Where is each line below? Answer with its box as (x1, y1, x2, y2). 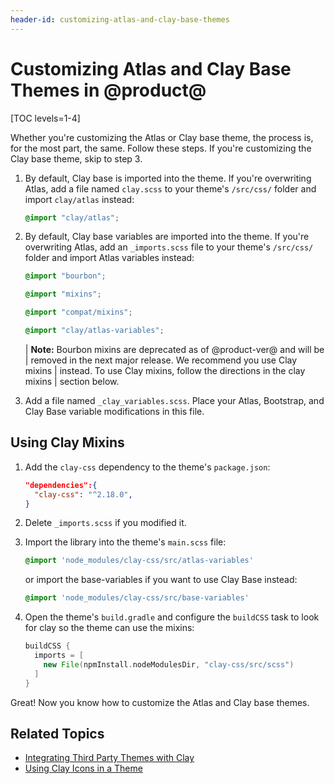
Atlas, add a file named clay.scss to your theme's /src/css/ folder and (24, 182, 317, 195)
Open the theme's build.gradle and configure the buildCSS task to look (24, 611, 320, 623)
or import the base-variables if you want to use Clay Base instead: (24, 574, 298, 586)
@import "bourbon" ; (24, 271, 107, 281)
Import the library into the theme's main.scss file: (24, 536, 227, 548)
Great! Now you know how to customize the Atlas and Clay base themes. (10, 696, 310, 708)
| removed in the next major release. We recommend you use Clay (24, 354, 298, 366)
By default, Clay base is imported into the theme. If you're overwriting (24, 172, 312, 184)
